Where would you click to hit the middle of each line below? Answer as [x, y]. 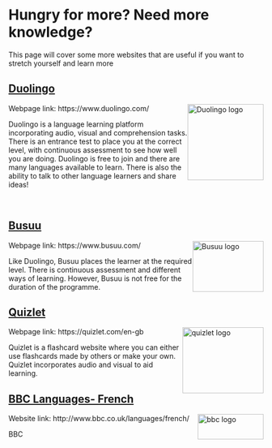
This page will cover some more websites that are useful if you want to [126, 54]
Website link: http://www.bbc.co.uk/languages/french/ [99, 419]
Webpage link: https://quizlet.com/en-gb [76, 332]
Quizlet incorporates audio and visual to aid [81, 365]
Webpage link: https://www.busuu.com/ [75, 245]
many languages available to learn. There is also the [95, 167]
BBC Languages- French [71, 399]
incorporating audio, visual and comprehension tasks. [98, 132]
